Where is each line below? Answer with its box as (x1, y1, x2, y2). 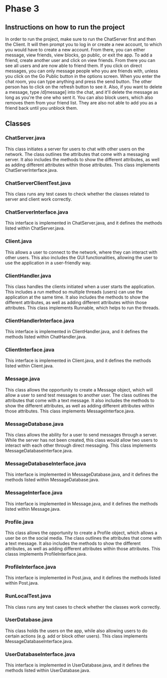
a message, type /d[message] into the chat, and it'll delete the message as (5, 89, 159, 95)
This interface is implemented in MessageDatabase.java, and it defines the (5, 471, 159, 477)
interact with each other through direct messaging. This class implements (5, 442, 156, 448)
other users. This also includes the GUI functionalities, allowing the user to (5, 254, 158, 260)
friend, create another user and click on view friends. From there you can (5, 57, 156, 63)
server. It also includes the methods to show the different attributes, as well (5, 156, 160, 162)
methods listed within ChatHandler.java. (5, 334, 87, 340)
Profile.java (5, 518, 34, 525)
